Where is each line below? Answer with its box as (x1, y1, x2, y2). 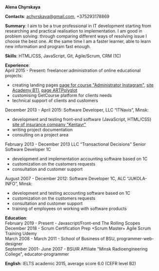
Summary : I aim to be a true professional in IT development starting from (5, 23, 152, 29)
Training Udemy (5, 231, 37, 236)
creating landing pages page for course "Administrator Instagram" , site (12, 82, 154, 88)
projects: (5, 73, 23, 78)
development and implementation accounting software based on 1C (12, 156, 148, 162)
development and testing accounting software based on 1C (12, 190, 130, 196)
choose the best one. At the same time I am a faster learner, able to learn (5, 38, 151, 44)
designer (5, 241, 23, 247)
